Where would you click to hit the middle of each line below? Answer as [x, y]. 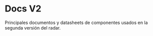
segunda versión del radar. [33, 27]
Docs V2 [23, 9]
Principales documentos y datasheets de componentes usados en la [76, 22]
